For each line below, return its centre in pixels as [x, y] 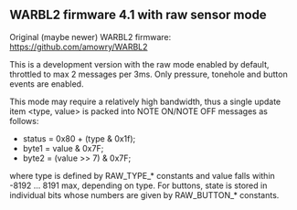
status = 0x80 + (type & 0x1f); [79, 138]
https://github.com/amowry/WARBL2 [79, 47]
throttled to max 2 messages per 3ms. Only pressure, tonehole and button [148, 74]
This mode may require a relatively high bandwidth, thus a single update [145, 101]
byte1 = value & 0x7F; [63, 148]
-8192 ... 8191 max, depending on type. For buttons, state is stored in [138, 185]
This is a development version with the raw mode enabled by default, [139, 64]
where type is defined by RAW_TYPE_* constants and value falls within [143, 175]
